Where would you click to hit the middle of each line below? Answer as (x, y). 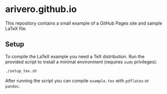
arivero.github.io (41, 9)
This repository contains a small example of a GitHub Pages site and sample (84, 23)
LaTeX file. (16, 28)
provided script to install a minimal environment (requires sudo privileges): (81, 62)
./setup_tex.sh (21, 71)
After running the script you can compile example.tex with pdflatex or (77, 80)
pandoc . (13, 86)
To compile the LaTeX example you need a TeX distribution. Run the (75, 56)
